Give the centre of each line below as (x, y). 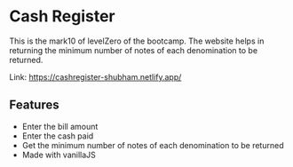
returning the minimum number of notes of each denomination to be (134, 50)
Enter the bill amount (60, 126)
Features (34, 105)
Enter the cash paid (58, 136)
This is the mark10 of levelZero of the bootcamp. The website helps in (137, 41)
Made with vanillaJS (59, 155)
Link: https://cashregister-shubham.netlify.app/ (95, 76)
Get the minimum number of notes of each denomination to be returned (153, 145)
